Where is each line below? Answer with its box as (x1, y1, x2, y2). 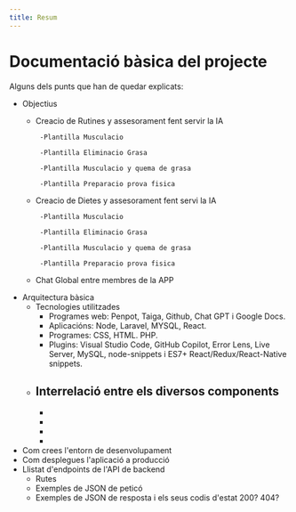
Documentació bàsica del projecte (9, 51, 268, 71)
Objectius (21, 98, 58, 109)
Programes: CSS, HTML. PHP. (48, 329, 158, 340)
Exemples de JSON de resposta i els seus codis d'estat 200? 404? (35, 492, 280, 503)
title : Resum (9, 12, 58, 22)
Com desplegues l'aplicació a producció (21, 455, 171, 466)
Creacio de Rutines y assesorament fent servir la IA (35, 115, 224, 126)
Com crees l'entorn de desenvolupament (21, 445, 172, 456)
